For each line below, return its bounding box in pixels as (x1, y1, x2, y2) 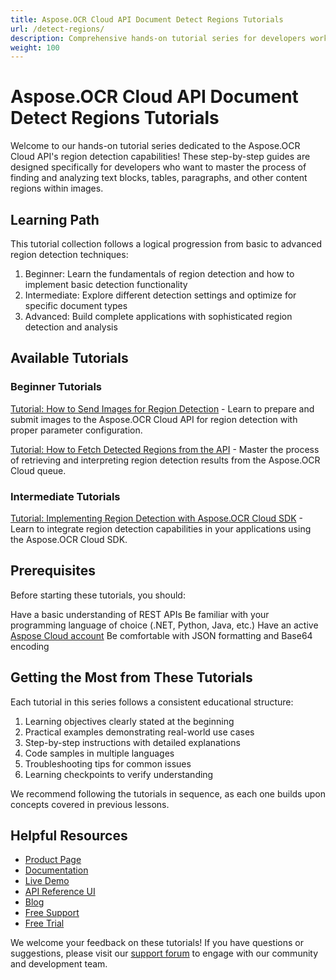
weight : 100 (10, 42, 60, 53)
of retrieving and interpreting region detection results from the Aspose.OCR (10, 454, 321, 466)
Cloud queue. (10, 464, 67, 476)
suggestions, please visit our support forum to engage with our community (10, 947, 319, 960)
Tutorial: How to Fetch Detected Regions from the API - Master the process (10, 443, 320, 455)
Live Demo (24, 875, 70, 887)
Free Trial (24, 917, 65, 930)
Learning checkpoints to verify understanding (24, 768, 214, 780)
